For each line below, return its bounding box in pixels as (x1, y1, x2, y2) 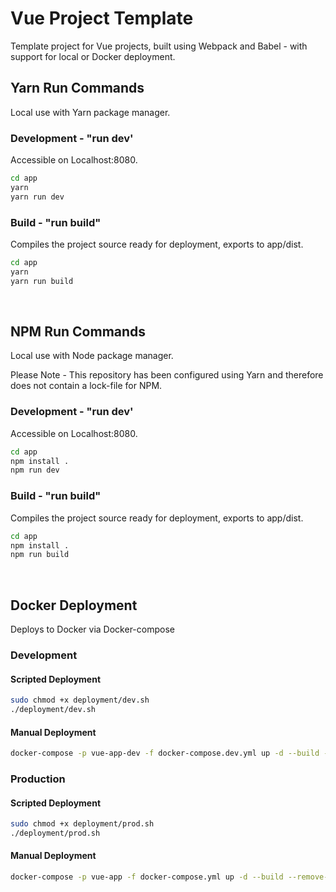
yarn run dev (10, 192, 65, 202)
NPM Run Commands (10, 323, 147, 340)
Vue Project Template (10, 7, 194, 30)
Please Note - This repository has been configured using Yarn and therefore (10, 369, 324, 381)
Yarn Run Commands (10, 80, 145, 97)
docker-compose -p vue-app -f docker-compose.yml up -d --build (10, 872, 284, 882)
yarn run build (10, 276, 74, 286)
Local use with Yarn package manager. (10, 106, 171, 118)
